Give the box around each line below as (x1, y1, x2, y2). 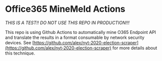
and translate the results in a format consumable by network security (5, 34, 145, 40)
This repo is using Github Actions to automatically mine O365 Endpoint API (5, 29, 156, 35)
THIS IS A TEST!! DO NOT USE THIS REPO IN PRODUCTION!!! (5, 20, 130, 26)
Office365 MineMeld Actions (5, 3, 126, 15)
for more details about (112, 45, 158, 51)
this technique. (5, 50, 35, 56)
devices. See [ (5, 39, 34, 45)
